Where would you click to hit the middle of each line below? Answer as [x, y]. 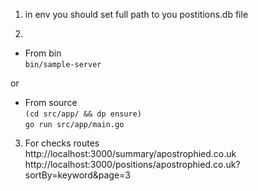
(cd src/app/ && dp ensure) [83, 114]
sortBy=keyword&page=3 [77, 175]
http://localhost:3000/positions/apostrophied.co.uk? [132, 164]
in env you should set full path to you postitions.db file [136, 14]
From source [51, 102]
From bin [43, 53]
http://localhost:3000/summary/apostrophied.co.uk [130, 153]
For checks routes [62, 143]
